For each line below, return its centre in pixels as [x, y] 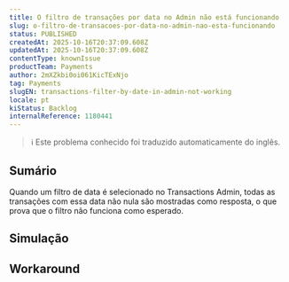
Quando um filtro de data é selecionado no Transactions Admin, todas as [142, 192]
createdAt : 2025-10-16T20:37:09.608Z [79, 42]
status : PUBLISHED [43, 34]
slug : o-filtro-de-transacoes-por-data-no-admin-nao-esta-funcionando [142, 26]
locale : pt [29, 100]
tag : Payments [35, 83]
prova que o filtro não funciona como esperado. [97, 210]
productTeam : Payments [51, 67]
